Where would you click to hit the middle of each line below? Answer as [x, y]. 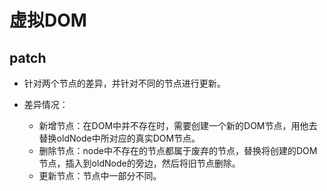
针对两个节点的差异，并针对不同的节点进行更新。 [124, 83]
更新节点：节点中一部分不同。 [100, 175]
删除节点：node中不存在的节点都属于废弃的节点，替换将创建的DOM [178, 150]
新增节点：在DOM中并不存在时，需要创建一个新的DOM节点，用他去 [178, 125]
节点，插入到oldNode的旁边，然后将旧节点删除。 [139, 163]
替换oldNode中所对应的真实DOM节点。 [119, 138]
